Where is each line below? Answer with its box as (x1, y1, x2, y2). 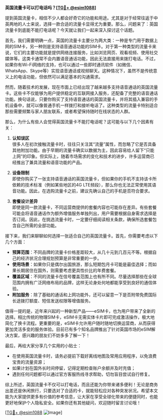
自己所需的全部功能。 (16, 223, 59, 228)
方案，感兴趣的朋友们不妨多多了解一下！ (9, 333, 90, 338)
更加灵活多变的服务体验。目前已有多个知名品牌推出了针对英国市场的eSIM (5, 326, 151, 332)
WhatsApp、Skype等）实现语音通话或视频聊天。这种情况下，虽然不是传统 (5, 68, 153, 73)
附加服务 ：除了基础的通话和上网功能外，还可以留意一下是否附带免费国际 (12, 292, 157, 298)
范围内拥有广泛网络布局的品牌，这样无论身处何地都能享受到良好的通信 (12, 280, 153, 286)
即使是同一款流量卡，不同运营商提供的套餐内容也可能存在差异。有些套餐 (12, 204, 157, 210)
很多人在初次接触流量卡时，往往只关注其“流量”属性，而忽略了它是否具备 (12, 141, 157, 147)
